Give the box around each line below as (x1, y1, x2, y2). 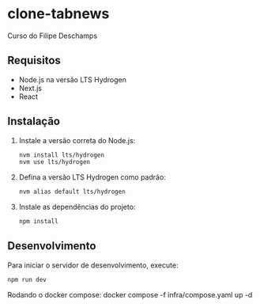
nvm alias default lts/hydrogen (18, 188, 126, 196)
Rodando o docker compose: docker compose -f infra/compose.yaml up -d (7, 290, 253, 299)
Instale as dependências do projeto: (18, 203, 136, 212)
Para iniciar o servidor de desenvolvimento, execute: (7, 260, 179, 270)
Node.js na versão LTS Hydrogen (18, 74, 127, 84)
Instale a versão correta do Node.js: (18, 135, 136, 145)
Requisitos (7, 54, 61, 67)
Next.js (18, 83, 43, 93)
